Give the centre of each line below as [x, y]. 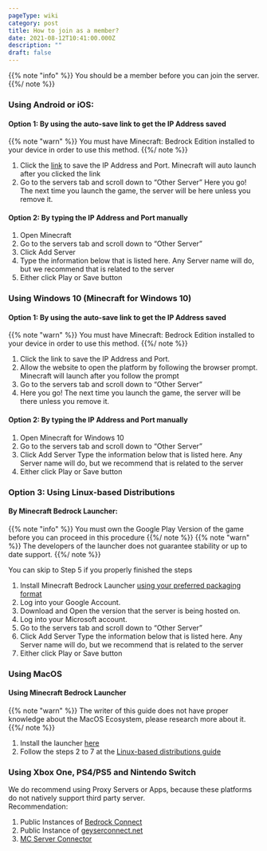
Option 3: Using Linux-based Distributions [92, 492]
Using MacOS [35, 674]
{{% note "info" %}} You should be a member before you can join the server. [134, 75]
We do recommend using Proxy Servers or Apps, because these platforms [130, 790]
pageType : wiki [33, 16]
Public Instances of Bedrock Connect [81, 822]
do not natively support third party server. [77, 798]
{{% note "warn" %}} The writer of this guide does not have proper [118, 710]
